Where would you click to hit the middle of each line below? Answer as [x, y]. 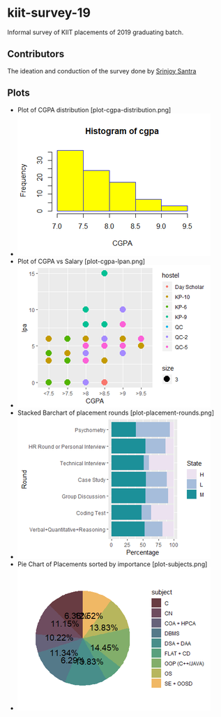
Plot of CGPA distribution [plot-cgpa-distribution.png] [94, 110]
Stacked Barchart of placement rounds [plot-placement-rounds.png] [116, 413]
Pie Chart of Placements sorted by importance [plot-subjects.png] [112, 564]
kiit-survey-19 [49, 13]
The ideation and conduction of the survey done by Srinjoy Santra [102, 71]
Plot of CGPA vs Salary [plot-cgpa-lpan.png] [81, 261]
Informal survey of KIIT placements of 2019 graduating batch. [96, 32]
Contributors [36, 54]
